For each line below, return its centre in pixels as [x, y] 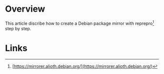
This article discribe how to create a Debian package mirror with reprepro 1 [80, 23]
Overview [25, 9]
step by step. [18, 28]
